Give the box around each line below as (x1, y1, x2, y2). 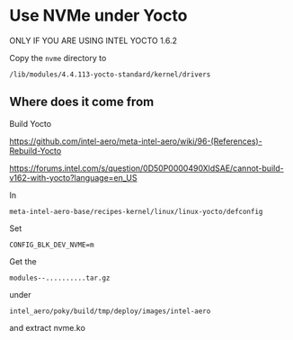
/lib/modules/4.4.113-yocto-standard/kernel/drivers (9, 69, 211, 79)
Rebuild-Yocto (9, 145, 62, 156)
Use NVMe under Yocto (9, 5, 188, 26)
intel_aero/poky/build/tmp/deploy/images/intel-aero (9, 307, 211, 316)
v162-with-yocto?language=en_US (9, 172, 138, 183)
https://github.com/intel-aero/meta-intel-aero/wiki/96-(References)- (9, 136, 262, 147)
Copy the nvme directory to (9, 52, 107, 63)
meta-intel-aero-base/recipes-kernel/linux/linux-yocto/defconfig (9, 207, 263, 216)
